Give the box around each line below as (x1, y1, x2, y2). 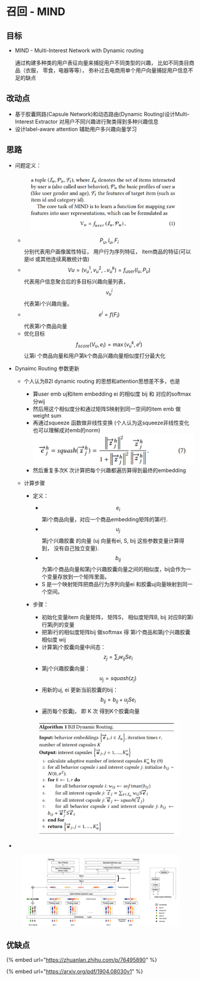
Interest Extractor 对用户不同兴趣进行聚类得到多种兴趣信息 (14, 117, 159, 125)
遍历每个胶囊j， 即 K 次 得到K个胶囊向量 (41, 707, 140, 714)
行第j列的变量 (41, 621, 75, 629)
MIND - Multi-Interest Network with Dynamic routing (14, 47, 144, 54)
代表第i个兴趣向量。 (23, 300, 73, 307)
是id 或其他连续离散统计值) (23, 255, 90, 263)
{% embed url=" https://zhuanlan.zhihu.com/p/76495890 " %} (6, 956, 157, 964)
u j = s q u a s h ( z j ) (99, 675, 137, 683)
